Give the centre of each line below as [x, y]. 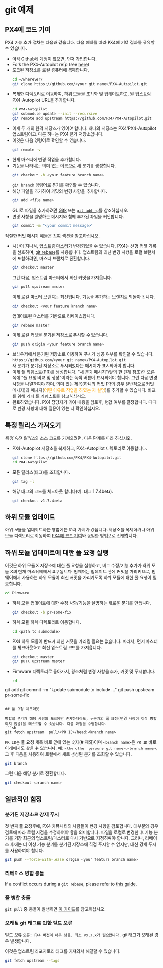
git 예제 [19, 10]
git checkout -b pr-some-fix [42, 612]
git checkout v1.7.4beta [37, 501]
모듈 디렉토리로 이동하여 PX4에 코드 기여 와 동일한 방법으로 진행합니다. [72, 536]
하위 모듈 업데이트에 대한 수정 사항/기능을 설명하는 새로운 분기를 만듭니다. [82, 603]
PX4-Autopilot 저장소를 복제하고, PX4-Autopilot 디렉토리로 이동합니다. [80, 448]
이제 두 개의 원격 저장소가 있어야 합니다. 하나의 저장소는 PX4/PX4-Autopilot [84, 128]
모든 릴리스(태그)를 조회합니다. [41, 472]
